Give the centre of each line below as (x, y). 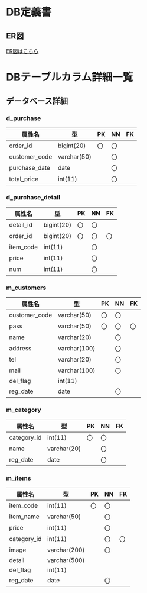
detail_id (21, 225)
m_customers (26, 288)
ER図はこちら (22, 51)
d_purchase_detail (33, 197)
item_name (24, 517)
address (20, 349)
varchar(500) (66, 560)
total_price (24, 179)
